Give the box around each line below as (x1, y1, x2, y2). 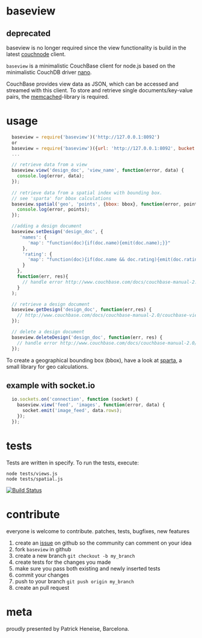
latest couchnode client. (6, 51, 66, 58)
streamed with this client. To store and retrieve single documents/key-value (6, 87, 193, 94)
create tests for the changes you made (14, 558, 111, 566)
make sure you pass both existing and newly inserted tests (14, 565, 161, 572)
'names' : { (19, 234, 47, 240)
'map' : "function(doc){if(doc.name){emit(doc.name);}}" (28, 240, 171, 246)
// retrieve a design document (11, 301, 90, 307)
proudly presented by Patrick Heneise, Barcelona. (6, 625, 129, 632)
